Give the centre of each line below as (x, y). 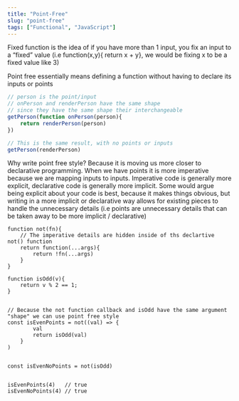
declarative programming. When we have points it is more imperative (108, 171)
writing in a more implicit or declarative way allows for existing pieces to (113, 201)
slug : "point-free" (36, 21)
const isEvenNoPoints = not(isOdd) (60, 366)
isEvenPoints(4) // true (47, 385)
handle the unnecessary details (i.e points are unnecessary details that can (117, 209)
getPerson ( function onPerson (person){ (65, 117)
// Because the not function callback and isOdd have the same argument (117, 311)
